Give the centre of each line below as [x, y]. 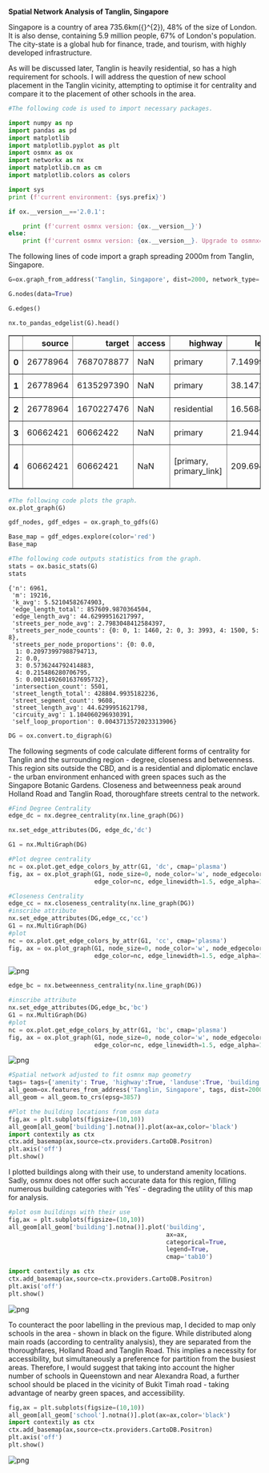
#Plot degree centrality [50, 859]
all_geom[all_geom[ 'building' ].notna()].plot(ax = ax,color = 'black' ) [123, 1126]
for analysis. [28, 1197]
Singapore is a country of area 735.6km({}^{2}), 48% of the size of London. [133, 27]
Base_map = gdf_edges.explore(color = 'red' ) [82, 537]
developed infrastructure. [50, 53]
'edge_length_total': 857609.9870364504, [82, 609]
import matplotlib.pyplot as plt [64, 145]
